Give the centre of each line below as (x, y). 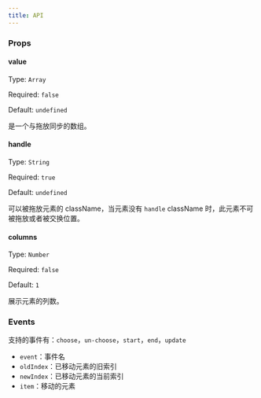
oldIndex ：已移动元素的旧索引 (68, 367)
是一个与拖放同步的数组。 (50, 126)
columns (23, 237)
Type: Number (29, 254)
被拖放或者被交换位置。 (46, 218)
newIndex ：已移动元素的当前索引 (72, 376)
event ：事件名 (42, 357)
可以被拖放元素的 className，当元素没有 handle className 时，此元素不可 (131, 208)
